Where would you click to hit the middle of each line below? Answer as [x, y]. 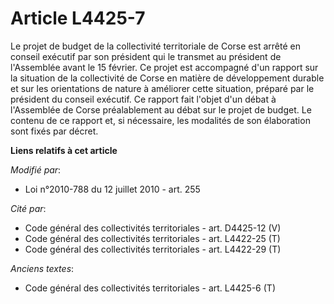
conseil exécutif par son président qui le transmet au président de [146, 56]
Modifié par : [36, 169]
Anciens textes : [42, 268]
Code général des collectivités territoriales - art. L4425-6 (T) [150, 288]
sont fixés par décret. [54, 131]
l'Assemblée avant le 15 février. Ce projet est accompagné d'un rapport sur [164, 67]
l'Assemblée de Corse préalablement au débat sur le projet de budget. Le [161, 109]
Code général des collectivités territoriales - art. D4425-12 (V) [153, 228]
